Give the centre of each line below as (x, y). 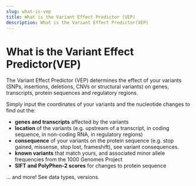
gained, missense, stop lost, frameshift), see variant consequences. (97, 147)
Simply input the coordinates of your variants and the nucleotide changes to (98, 104)
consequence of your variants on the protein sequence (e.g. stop (94, 141)
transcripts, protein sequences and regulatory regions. (72, 93)
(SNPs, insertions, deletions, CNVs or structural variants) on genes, (88, 87)
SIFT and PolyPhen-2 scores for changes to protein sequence (90, 166)
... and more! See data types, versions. (53, 177)
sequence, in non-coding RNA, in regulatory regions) (79, 134)
